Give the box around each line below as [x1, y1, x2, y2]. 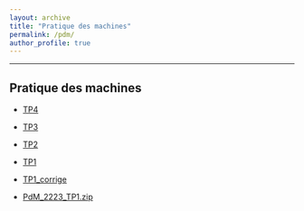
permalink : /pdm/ [9, 30, 75, 39]
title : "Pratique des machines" [9, 22, 131, 31]
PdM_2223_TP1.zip [22, 191, 93, 203]
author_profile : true [9, 38, 91, 48]
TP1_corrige [22, 174, 68, 185]
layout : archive [9, 13, 71, 23]
